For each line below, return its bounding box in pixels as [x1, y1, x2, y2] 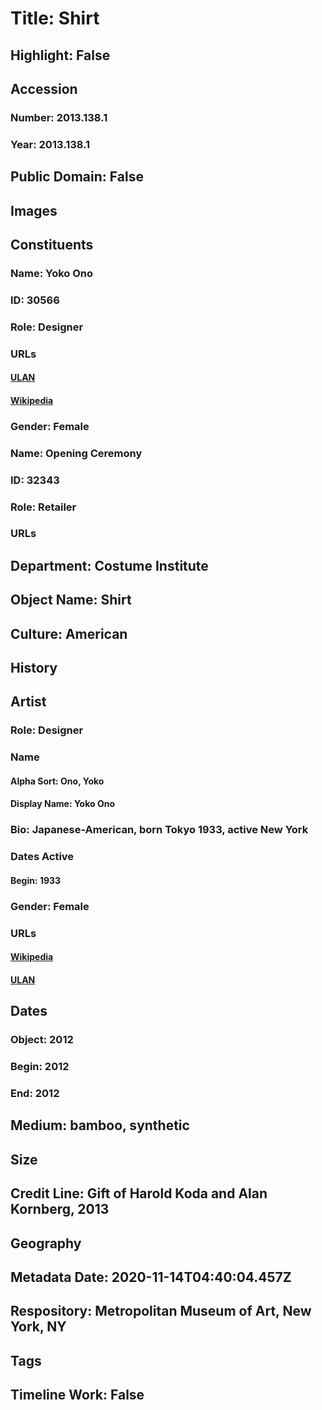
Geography [10, 1235, 82, 1252]
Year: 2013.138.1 [10, 137, 91, 151]
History [10, 660, 58, 677]
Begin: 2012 [10, 1060, 70, 1074]
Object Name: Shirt [10, 592, 132, 609]
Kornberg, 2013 [10, 1201, 110, 1218]
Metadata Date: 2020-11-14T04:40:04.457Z [10, 1269, 292, 1286]
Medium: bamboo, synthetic [10, 1117, 190, 1134]
